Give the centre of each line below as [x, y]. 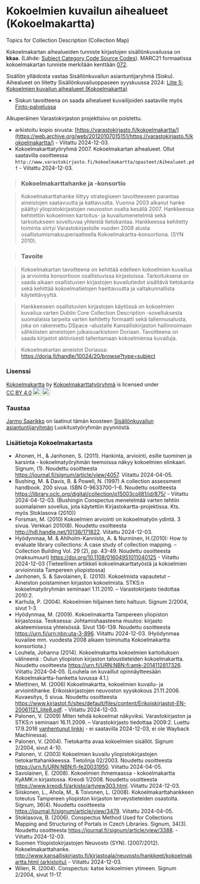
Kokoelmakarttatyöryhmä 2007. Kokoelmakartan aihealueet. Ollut [95, 149]
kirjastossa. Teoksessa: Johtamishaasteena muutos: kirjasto [89, 621]
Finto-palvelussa [36, 106]
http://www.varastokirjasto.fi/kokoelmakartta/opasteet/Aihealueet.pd [104, 162]
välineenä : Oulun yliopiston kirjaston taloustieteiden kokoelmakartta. [99, 659]
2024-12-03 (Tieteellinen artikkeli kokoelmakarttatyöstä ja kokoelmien [101, 564]
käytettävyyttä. [39, 294]
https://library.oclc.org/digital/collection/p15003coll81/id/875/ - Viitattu [101, 494]
